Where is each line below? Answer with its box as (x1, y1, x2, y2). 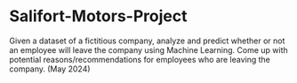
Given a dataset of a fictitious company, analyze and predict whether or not (9, 35, 285, 46)
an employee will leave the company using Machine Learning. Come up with (9, 44, 289, 55)
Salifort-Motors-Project (9, 6, 188, 26)
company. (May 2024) (9, 64, 91, 74)
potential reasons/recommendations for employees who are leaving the (9, 54, 271, 64)
